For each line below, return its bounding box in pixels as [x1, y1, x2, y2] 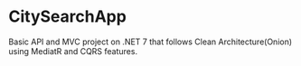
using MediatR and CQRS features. [8, 45, 137, 56]
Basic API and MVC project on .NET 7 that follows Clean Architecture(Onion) [8, 36, 293, 47]
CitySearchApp [8, 6, 127, 27]
